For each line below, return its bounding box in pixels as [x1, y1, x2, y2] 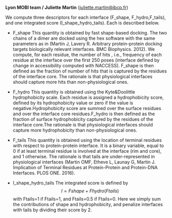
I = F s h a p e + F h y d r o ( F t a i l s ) [61, 188, 119, 194]
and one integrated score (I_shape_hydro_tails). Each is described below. [5, 20, 160, 26]
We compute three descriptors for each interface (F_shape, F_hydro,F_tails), [5, 14, 166, 20]
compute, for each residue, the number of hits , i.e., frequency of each [12, 51, 162, 58]
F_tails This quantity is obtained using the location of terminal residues [12, 137, 162, 143]
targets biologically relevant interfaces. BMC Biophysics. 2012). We [12, 46, 155, 52]
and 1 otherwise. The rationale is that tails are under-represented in [12, 154, 155, 159]
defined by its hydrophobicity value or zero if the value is [12, 100, 133, 106]
